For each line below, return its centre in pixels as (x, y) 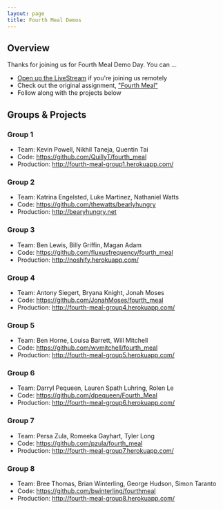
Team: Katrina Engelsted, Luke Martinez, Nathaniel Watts (98, 197)
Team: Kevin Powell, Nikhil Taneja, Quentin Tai (83, 149)
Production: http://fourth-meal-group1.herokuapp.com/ (95, 164)
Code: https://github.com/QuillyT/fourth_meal (82, 157)
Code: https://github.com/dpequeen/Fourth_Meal (87, 395)
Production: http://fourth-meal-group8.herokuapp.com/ (96, 499)
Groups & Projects (47, 115)
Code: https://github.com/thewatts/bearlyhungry (87, 204)
